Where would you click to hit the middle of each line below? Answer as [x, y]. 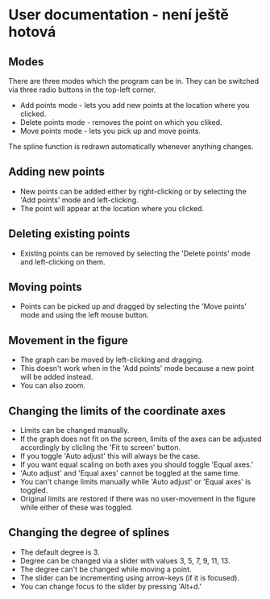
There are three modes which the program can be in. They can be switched [134, 81]
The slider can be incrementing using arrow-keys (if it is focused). [130, 577]
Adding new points [56, 172]
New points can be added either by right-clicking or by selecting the [133, 191]
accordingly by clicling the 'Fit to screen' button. [100, 447]
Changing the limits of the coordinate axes [117, 411]
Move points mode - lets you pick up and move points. [110, 131]
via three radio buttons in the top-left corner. [82, 89]
